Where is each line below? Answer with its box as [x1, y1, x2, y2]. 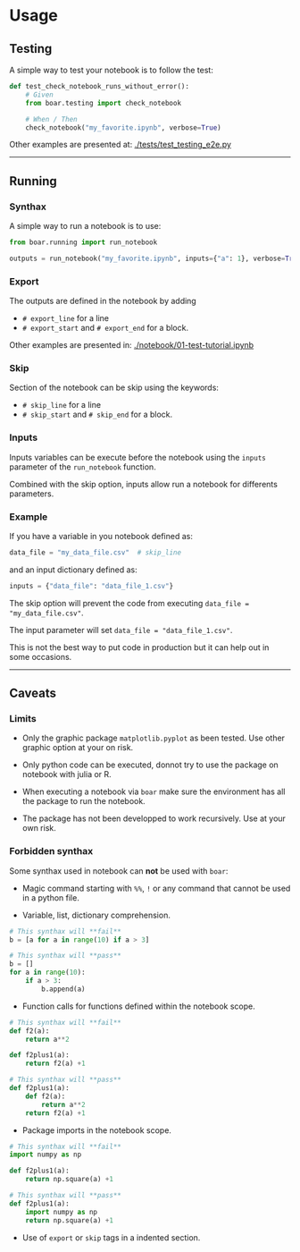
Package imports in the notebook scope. [21, 1124, 172, 1136]
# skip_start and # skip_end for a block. [21, 409, 173, 420]
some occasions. [9, 651, 72, 662]
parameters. [9, 488, 54, 499]
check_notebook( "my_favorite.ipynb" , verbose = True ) [25, 123, 221, 132]
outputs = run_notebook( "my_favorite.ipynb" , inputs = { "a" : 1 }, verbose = [9, 254, 286, 263]
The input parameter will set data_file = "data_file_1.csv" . [9, 624, 233, 635]
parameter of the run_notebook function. [9, 461, 156, 472]
